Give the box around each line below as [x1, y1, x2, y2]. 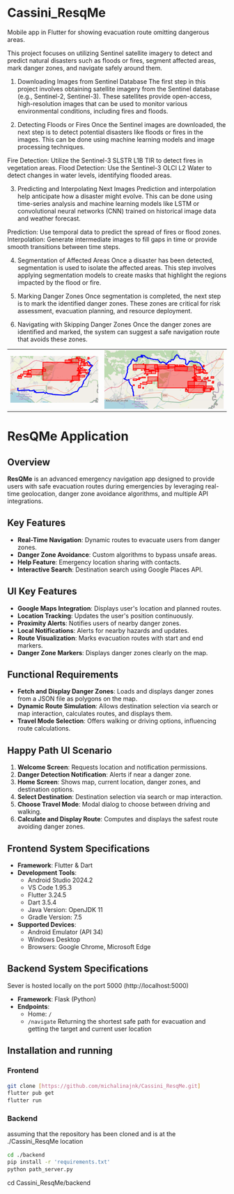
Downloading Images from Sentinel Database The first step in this [17, 77, 206, 85]
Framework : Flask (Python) [17, 994, 96, 1003]
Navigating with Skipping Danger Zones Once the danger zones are [17, 320, 212, 329]
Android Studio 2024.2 [27, 876, 93, 884]
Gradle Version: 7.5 [27, 913, 82, 922]
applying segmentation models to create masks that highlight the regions [17, 271, 227, 279]
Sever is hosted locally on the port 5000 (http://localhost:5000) [7, 981, 189, 990]
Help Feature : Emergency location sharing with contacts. [17, 558, 182, 566]
